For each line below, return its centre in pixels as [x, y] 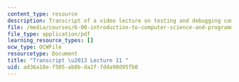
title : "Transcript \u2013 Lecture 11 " [68, 61]
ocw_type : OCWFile [34, 47]
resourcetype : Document [43, 54]
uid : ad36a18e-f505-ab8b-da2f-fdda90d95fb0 [73, 67]
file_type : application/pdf [49, 34]
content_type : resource [43, 14]
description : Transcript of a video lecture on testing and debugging [114, 21]
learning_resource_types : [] [51, 41]
